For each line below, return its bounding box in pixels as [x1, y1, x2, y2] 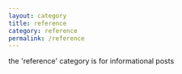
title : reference [8, 19, 67, 27]
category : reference [8, 27, 78, 35]
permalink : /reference [8, 34, 85, 43]
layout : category [8, 11, 67, 20]
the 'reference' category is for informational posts [8, 56, 175, 66]
